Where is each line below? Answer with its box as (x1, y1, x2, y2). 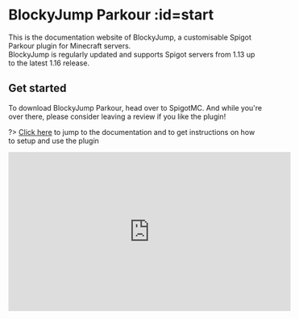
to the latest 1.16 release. (8, 58, 90, 68)
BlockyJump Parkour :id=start (8, 6, 214, 24)
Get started (8, 82, 67, 95)
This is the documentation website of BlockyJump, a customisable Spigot (8, 32, 251, 42)
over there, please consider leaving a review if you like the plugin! (8, 111, 226, 121)
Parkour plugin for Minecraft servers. (8, 40, 131, 50)
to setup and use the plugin (8, 136, 99, 145)
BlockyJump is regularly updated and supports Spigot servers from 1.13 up (8, 49, 255, 59)
